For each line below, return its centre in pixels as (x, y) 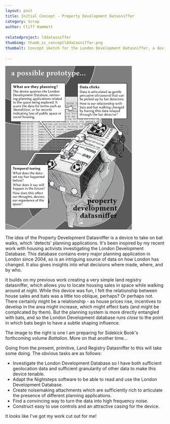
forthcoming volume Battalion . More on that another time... (67, 338)
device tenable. (29, 374)
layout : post (19, 11)
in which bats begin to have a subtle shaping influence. (63, 323)
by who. (14, 270)
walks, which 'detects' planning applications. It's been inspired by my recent (85, 243)
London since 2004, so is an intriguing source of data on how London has (82, 259)
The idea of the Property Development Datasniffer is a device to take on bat (84, 237)
